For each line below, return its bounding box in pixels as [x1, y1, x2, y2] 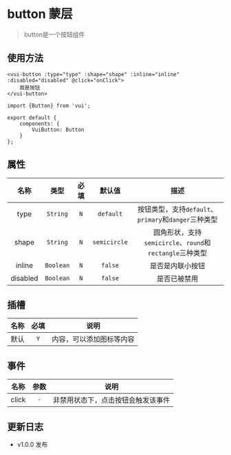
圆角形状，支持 [153, 227, 202, 237]
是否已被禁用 [157, 274, 199, 283]
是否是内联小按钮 [150, 261, 206, 270]
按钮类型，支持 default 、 [137, 204, 218, 213]
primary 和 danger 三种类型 [137, 214, 218, 224]
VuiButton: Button [32, 126, 85, 133]
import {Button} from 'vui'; [7, 102, 91, 109]
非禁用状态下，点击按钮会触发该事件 [52, 395, 170, 405]
